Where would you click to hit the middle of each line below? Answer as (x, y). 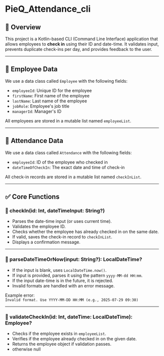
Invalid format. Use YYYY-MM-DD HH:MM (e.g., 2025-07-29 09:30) (72, 300)
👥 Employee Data (31, 69)
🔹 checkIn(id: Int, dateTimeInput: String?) (55, 211)
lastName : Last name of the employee (50, 101)
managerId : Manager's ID (37, 111)
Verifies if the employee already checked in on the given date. (74, 338)
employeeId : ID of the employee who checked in (60, 162)
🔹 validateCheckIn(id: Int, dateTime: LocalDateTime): (69, 317)
